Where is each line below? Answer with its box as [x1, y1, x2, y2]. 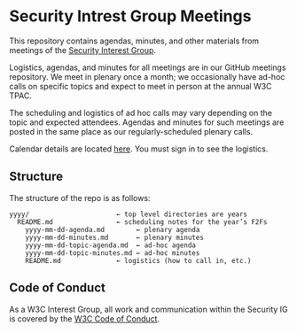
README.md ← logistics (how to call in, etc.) [25, 256, 252, 265]
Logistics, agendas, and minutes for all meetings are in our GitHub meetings [9, 62, 286, 73]
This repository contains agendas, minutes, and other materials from [9, 35, 260, 46]
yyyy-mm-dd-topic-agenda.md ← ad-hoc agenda [25, 241, 197, 250]
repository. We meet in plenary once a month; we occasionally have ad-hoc [9, 71, 285, 81]
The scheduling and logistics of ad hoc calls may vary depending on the [9, 107, 273, 118]
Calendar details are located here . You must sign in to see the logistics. [9, 143, 269, 154]
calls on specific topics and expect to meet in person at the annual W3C [9, 81, 272, 91]
